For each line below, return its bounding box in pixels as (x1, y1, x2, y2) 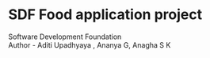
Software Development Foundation (8, 32, 122, 41)
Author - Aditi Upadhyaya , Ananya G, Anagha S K (8, 40, 171, 49)
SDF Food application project (8, 6, 203, 24)
